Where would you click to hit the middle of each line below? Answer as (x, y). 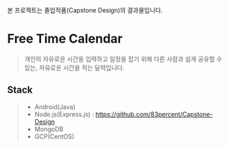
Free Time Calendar (65, 39)
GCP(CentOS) (54, 136)
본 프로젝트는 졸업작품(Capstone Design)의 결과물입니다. (85, 10)
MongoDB (49, 129)
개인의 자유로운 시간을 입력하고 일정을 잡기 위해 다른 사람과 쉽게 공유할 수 (123, 59)
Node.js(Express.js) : (64, 114)
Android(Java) (55, 107)
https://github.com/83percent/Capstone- (154, 114)
